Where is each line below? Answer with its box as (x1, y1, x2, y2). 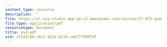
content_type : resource (5, 7, 55, 12)
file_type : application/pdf (5, 21, 64, 26)
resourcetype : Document (5, 25, 55, 30)
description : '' (5, 12, 39, 17)
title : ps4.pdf (5, 30, 37, 35)
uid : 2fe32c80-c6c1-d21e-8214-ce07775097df (5, 35, 97, 40)
